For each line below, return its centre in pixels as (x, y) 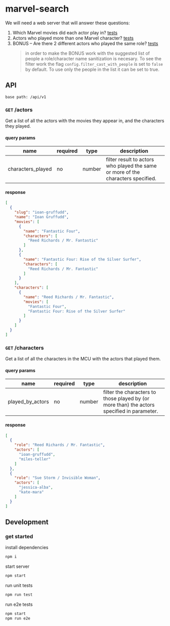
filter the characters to (130, 392)
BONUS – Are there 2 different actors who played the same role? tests (85, 43)
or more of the (123, 172)
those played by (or (126, 399)
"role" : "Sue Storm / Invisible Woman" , (57, 478)
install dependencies (27, 547)
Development (27, 522)
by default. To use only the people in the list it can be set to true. (92, 69)
